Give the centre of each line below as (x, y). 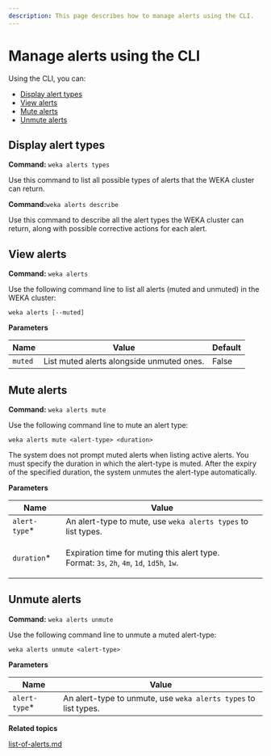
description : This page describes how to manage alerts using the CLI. (131, 16)
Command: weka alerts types (59, 165)
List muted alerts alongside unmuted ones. (124, 361)
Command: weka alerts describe (64, 205)
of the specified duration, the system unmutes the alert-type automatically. (133, 472)
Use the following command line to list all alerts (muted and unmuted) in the (134, 289)
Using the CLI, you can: (47, 78)
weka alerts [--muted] (46, 313)
